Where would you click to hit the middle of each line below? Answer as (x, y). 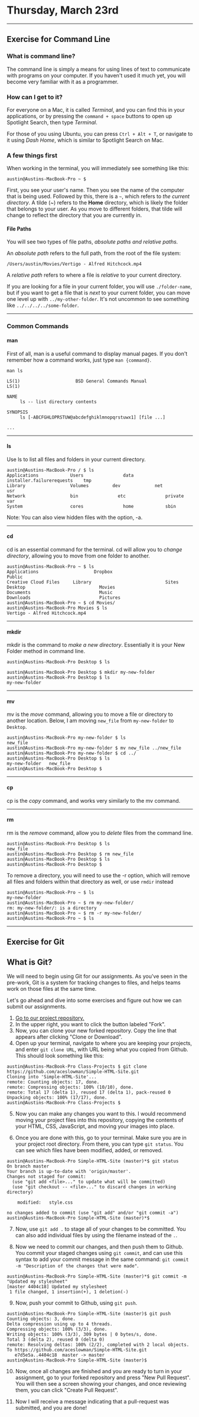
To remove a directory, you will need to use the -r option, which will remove (98, 875)
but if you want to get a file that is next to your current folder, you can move (99, 293)
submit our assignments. (37, 1006)
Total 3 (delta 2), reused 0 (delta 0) (56, 1340)
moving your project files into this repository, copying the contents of (99, 1120)
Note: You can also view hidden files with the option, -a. (75, 517)
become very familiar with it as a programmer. (63, 82)
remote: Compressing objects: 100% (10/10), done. (70, 1087)
